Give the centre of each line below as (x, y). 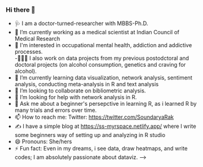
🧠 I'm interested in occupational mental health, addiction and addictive (103, 45)
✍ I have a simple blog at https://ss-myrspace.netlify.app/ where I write (105, 126)
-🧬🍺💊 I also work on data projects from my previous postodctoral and (102, 58)
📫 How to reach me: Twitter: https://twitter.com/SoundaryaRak (94, 117)
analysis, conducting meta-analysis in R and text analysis (87, 84)
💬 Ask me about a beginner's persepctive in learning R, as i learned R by (105, 104)
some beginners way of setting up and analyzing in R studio (90, 135)
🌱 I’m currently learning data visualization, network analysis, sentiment (103, 78)
